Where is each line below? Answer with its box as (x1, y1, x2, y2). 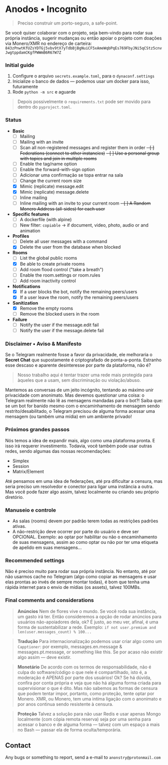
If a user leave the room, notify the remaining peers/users (19, 294, 139, 300)
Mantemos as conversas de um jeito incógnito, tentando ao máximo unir (5, 387, 154, 393)
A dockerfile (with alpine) (19, 217, 72, 223)
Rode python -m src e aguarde (12, 89, 76, 95)
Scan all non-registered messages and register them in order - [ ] (19, 144, 154, 151)
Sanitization (12, 300, 38, 306)
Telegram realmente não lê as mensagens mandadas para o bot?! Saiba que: (5, 398, 163, 404)
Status (5, 117, 21, 124)
